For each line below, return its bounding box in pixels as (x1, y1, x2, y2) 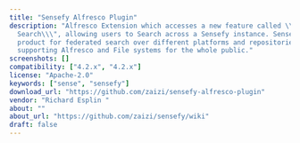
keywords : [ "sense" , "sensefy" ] (9, 79, 129, 88)
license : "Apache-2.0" (9, 71, 94, 80)
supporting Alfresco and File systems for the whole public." (17, 46, 254, 55)
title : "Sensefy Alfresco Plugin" (9, 12, 138, 22)
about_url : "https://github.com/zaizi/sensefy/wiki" (9, 112, 210, 121)
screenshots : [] (9, 54, 70, 63)
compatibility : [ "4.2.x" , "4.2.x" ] (9, 63, 142, 72)
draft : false (9, 121, 58, 130)
